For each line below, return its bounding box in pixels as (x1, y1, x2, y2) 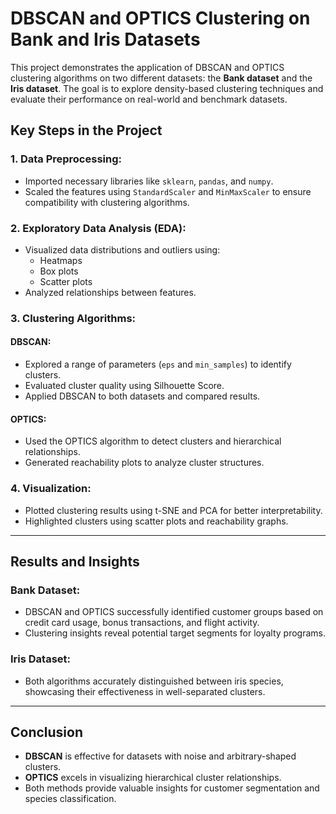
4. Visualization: (10, 482, 92, 496)
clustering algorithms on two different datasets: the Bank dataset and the (10, 72, 313, 84)
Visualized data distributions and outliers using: (24, 243, 221, 256)
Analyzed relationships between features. (24, 286, 197, 298)
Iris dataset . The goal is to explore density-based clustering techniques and (10, 82, 324, 94)
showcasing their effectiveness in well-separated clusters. (24, 685, 266, 697)
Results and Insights (10, 553, 140, 570)
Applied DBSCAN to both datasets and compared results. (24, 390, 261, 402)
